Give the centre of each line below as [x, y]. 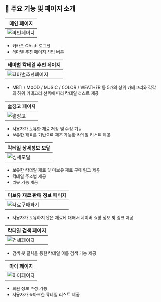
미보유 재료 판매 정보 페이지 [37, 195]
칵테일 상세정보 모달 [29, 148]
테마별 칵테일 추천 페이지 [34, 65]
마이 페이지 [21, 266]
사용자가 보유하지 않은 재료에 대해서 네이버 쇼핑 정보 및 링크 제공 [73, 217]
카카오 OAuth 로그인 [31, 45]
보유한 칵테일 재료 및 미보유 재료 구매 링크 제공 [56, 170]
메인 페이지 [21, 23]
